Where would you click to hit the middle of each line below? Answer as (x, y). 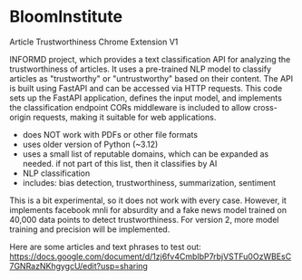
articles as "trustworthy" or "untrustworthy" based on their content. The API (151, 78)
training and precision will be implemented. (90, 229)
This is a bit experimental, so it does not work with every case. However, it (148, 200)
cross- (265, 107)
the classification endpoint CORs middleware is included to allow (130, 107)
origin (20, 117)
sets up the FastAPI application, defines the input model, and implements (146, 98)
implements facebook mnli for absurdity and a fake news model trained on (148, 209)
